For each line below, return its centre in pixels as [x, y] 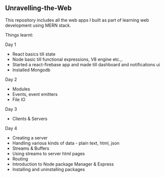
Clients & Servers [30, 119]
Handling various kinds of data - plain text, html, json [66, 143]
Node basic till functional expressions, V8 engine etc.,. [67, 59]
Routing [20, 159]
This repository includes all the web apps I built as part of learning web [77, 20]
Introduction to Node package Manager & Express [63, 164]
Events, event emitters [35, 94]
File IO [19, 99]
